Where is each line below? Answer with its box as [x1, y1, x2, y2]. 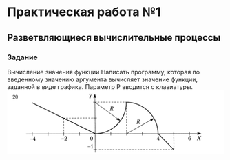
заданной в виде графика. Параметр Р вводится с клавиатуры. [7, 82, 194, 90]
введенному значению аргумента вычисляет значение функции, [7, 75, 198, 83]
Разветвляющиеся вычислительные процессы [7, 32, 221, 43]
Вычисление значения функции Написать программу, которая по [7, 68, 200, 76]
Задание [7, 52, 38, 62]
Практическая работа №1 [7, 4, 161, 20]
